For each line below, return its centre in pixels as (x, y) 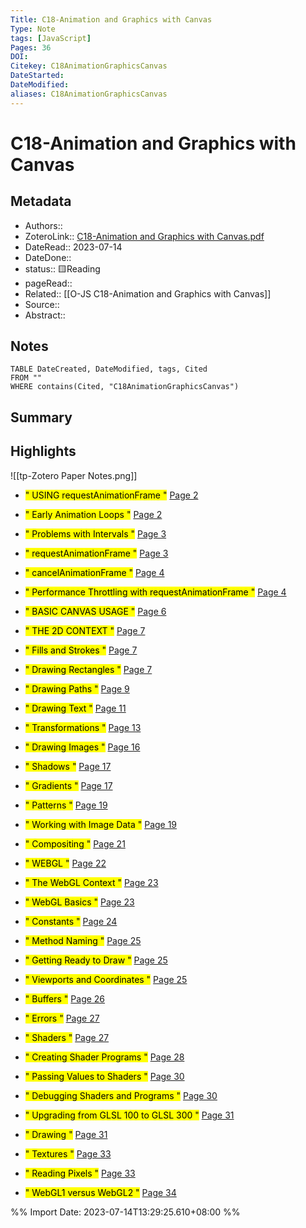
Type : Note (33, 29)
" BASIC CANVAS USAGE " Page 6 (95, 611)
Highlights (43, 451)
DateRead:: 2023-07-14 (73, 247)
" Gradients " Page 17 (68, 785)
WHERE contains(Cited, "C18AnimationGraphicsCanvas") (125, 387)
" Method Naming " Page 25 (83, 940)
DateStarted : (37, 76)
